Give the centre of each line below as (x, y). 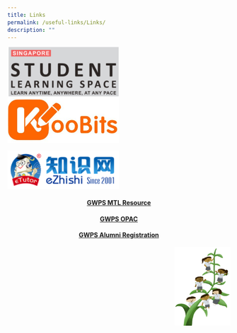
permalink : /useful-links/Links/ (57, 22)
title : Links (27, 15)
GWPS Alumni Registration (119, 235)
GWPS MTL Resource (119, 203)
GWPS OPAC (119, 218)
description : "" (31, 30)
